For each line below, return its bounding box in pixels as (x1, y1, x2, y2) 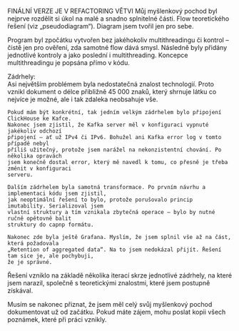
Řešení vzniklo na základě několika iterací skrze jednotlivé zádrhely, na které (7, 271, 233, 280)
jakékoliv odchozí (7, 128, 62, 135)
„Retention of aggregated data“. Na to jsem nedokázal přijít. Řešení (7, 246, 222, 253)
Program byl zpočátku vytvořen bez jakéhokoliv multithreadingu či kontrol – (7, 36, 230, 44)
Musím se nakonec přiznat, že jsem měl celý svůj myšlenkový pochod (7, 300, 213, 308)
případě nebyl (7, 140, 50, 147)
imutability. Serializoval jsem (7, 203, 103, 210)
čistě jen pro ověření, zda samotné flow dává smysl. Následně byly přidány (7, 44, 228, 51)
